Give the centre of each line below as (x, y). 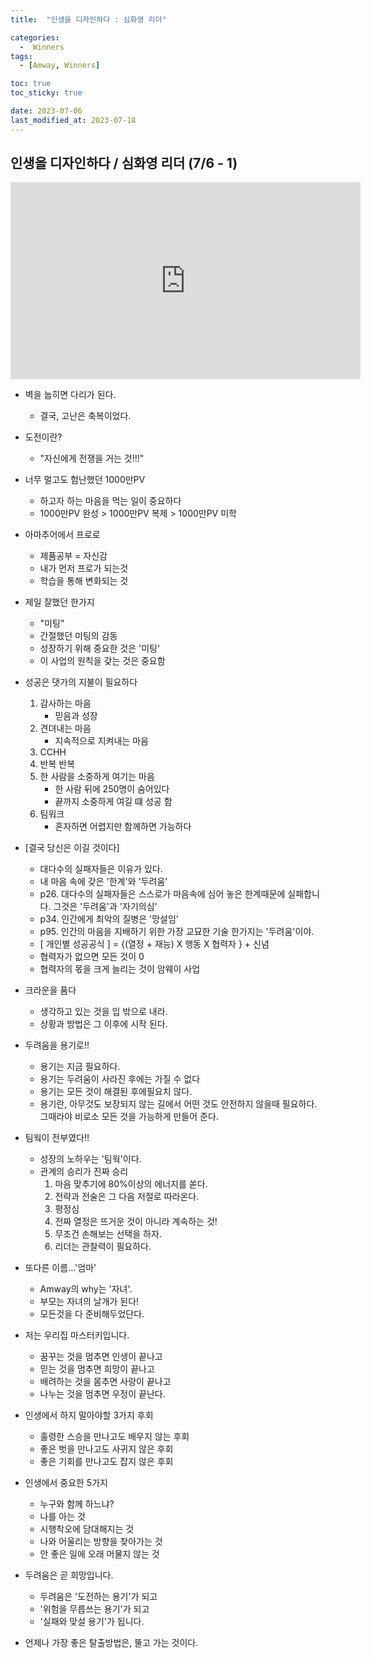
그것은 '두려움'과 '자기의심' (105, 907)
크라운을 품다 (50, 990)
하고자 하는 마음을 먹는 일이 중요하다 (110, 501)
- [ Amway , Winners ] (60, 66)
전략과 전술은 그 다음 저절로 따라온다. (127, 1197)
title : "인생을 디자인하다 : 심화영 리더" (88, 19)
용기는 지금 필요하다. (80, 1067)
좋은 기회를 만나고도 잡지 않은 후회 (106, 1462)
